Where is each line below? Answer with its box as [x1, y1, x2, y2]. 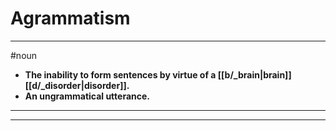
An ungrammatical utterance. [24, 90, 151, 102]
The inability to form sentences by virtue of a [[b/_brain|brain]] [24, 68, 292, 81]
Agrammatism [10, 7, 131, 30]
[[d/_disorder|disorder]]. [24, 79, 130, 91]
